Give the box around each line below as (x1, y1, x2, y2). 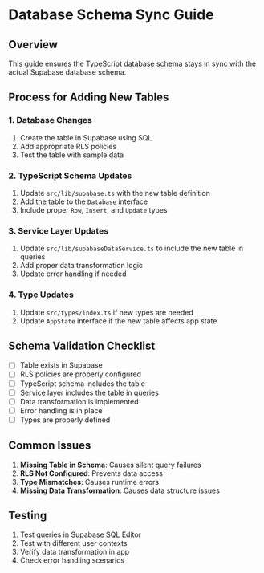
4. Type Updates (8, 289, 74, 300)
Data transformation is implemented (19, 396, 139, 406)
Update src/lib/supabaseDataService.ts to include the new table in (19, 243, 244, 254)
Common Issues (8, 439, 91, 453)
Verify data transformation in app (19, 547, 130, 557)
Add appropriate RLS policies (19, 141, 117, 151)
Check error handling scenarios (19, 555, 125, 565)
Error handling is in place (19, 405, 103, 415)
